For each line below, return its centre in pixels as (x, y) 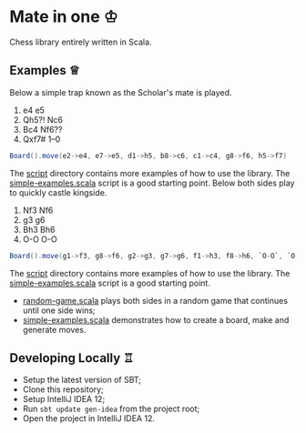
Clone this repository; (63, 389)
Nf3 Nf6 (38, 210)
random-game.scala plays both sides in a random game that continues (155, 300)
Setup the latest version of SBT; (82, 380)
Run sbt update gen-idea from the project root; (111, 409)
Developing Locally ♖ (72, 358)
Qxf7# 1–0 (41, 139)
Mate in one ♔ (64, 17)
